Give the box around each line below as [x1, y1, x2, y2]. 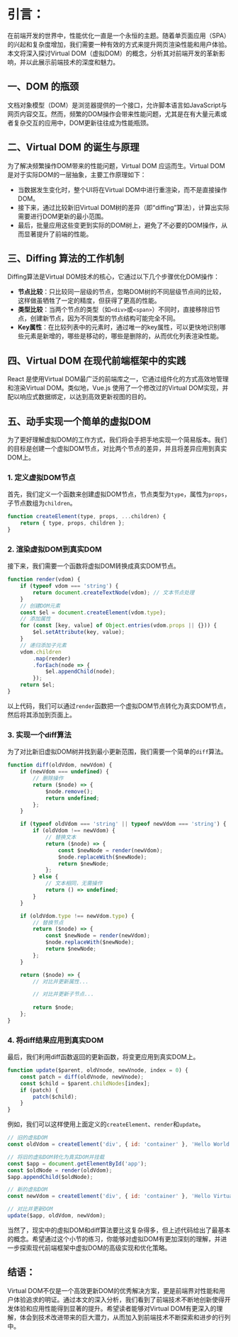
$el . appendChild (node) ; [45, 668, 115, 676]
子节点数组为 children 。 [7, 499, 76, 508]
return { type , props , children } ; [20, 520, 125, 527]
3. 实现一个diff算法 [7, 729, 72, 739]
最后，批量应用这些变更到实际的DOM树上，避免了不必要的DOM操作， [17, 220, 222, 229]
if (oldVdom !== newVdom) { [33, 827, 115, 834]
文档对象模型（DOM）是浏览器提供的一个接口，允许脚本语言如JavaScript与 [7, 101, 227, 109]
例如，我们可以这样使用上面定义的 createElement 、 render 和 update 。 [7, 1120, 205, 1129]
